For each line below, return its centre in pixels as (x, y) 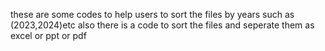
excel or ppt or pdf (48, 35)
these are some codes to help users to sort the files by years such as (152, 14)
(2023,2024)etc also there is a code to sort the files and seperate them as (162, 25)
